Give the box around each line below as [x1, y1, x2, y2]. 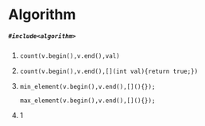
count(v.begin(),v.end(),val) [19, 52, 121, 60]
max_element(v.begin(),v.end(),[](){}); [19, 97, 156, 105]
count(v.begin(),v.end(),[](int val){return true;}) [19, 67, 199, 76]
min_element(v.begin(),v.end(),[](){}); [19, 83, 156, 91]
